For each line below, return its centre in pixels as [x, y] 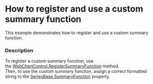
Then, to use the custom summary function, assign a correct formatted [76, 71]
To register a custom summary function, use [49, 61]
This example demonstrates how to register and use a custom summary [77, 33]
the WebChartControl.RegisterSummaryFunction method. [62, 66]
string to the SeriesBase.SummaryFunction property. [58, 77]
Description [19, 50]
